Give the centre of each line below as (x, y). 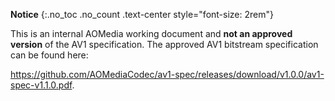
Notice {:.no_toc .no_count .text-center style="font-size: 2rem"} (142, 14)
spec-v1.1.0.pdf (41, 85)
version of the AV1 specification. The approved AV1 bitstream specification (164, 44)
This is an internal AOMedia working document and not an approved (151, 33)
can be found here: (49, 55)
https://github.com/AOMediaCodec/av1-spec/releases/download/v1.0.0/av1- (167, 74)
